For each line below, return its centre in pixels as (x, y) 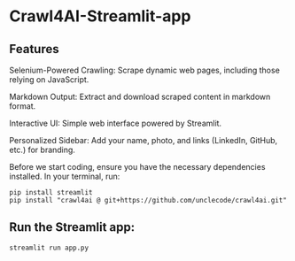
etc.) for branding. (42, 150)
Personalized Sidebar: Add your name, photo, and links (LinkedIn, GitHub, (144, 140)
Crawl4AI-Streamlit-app (100, 16)
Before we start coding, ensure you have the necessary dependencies (137, 167)
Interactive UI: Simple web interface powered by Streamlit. (116, 123)
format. (23, 106)
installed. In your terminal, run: (65, 176)
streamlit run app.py (49, 248)
